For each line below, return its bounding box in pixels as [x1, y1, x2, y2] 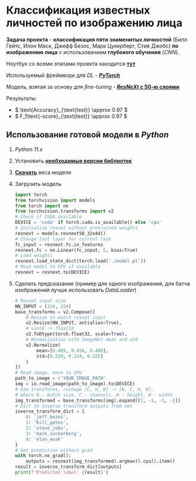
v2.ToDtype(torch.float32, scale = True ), [26, 331, 127, 337]
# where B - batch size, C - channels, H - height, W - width [14, 392, 173, 398]
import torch [14, 192, 48, 198]
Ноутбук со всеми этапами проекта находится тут [6, 60, 136, 67]
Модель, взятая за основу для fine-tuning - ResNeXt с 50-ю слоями [6, 83, 180, 90]
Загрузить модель [14, 180, 61, 188]
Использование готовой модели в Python [6, 130, 169, 140]
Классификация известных [6, 4, 151, 17]
